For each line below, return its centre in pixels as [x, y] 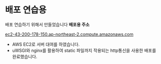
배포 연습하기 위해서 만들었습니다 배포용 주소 [47, 24]
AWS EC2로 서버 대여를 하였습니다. [46, 44]
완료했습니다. [25, 56]
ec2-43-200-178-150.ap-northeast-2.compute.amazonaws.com [69, 34]
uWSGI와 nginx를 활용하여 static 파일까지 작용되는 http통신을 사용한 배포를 [84, 50]
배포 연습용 [26, 10]
